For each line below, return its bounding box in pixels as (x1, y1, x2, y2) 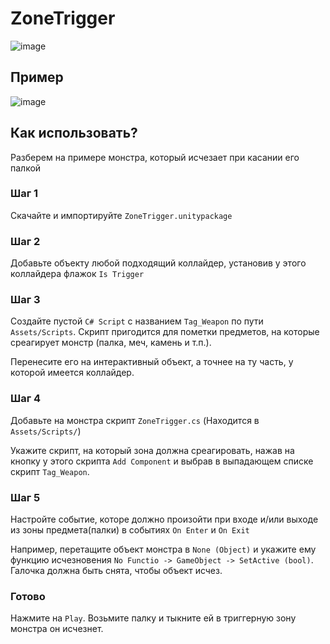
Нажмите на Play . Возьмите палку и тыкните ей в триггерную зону (10, 612, 297, 624)
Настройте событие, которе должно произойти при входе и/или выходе (10, 513, 319, 526)
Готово (10, 589, 46, 603)
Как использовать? (10, 125, 138, 142)
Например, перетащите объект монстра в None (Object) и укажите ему (10, 543, 317, 556)
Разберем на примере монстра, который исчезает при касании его (10, 151, 300, 163)
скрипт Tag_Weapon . (10, 465, 90, 477)
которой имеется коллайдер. (10, 367, 135, 379)
